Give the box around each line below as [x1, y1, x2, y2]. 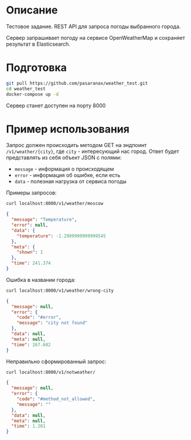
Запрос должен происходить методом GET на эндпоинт [6, 142, 147, 149]
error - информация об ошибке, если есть [14, 172, 121, 179]
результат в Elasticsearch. [6, 40, 70, 47]
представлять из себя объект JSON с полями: [6, 154, 122, 161]
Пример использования [6, 122, 130, 135]
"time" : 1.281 [11, 423, 46, 429]
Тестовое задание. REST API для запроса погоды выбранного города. [6, 23, 181, 30]
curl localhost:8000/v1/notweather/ [6, 369, 95, 375]
